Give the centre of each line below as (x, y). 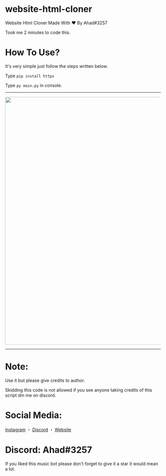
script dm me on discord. (31, 395)
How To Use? (33, 53)
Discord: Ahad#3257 (49, 450)
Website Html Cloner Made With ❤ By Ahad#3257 (56, 23)
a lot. (10, 469)
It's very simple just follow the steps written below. (57, 66)
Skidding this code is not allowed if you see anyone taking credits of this (79, 390)
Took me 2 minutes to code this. (38, 32)
